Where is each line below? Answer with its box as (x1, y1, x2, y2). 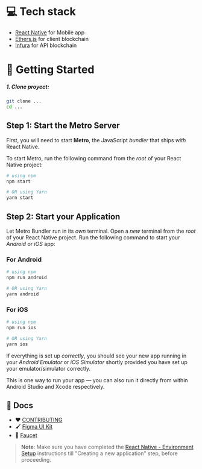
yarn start (6, 195, 34, 201)
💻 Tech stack (6, 5, 77, 19)
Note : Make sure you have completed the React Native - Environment (21, 444, 194, 451)
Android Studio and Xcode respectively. (6, 383, 105, 390)
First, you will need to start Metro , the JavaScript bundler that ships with (6, 136, 186, 143)
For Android (6, 255, 42, 263)
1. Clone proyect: (6, 83, 49, 90)
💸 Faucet (14, 432, 37, 439)
